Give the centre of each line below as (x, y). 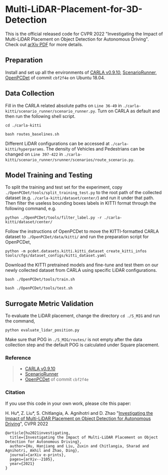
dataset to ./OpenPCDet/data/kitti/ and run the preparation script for (77, 237)
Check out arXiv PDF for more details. (44, 44)
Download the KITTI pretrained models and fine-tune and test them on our (82, 265)
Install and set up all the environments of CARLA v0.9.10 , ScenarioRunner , (81, 72)
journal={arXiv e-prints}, (38, 455)
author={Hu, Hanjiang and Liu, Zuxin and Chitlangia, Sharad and (79, 446)
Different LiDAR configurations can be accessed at (57, 143)
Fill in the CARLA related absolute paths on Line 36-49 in (63, 105)
